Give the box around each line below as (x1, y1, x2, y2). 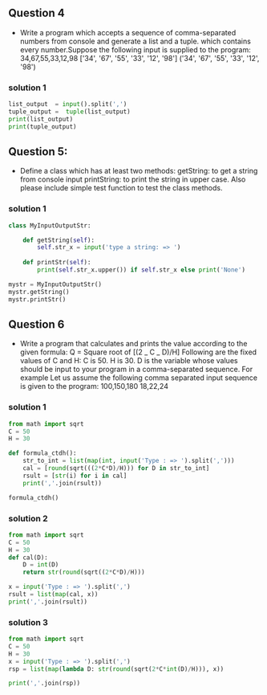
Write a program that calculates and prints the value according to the (19, 339, 248, 349)
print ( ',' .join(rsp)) (8, 679, 81, 688)
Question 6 (8, 317, 65, 331)
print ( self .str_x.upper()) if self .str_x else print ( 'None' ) (37, 266, 246, 274)
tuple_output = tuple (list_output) (8, 108, 131, 116)
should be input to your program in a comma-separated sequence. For (19, 365, 253, 374)
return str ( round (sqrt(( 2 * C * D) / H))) (22, 568, 146, 577)
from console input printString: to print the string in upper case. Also (19, 174, 246, 184)
